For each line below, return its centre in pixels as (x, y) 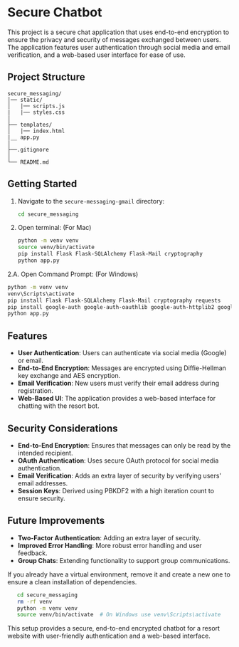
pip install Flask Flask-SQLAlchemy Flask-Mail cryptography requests (114, 300)
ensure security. (41, 498)
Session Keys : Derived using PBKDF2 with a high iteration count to (116, 490)
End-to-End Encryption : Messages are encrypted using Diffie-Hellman (122, 368)
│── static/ (25, 100)
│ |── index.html (36, 131)
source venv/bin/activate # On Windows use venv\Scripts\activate (119, 615)
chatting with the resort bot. (58, 406)
